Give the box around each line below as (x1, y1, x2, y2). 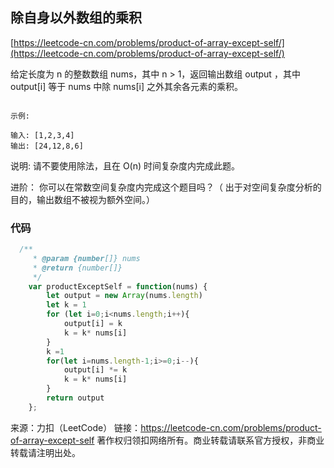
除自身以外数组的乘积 (10, 9, 142, 27)
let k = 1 (46, 300, 87, 310)
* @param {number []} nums (32, 253, 141, 263)
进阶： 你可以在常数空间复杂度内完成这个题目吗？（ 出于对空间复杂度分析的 (10, 181, 322, 193)
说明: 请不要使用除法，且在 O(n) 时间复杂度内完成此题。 (10, 159, 241, 172)
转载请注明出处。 (10, 446, 81, 458)
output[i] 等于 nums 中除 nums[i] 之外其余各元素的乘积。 (10, 80, 243, 92)
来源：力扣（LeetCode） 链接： (10, 421, 142, 433)
